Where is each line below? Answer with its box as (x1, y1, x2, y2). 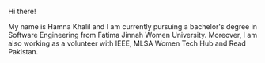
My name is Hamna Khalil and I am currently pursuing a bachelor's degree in (8, 22, 258, 31)
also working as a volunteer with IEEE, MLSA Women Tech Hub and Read (8, 39, 247, 48)
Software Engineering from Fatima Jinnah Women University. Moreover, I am (8, 31, 258, 39)
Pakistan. (8, 47, 39, 56)
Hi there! (8, 7, 36, 16)
